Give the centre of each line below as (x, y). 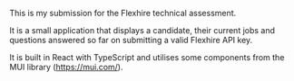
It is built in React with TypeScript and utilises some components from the (147, 57)
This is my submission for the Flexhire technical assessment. (123, 13)
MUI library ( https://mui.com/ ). (66, 67)
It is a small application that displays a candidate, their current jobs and (142, 30)
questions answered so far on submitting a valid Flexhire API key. (131, 40)
